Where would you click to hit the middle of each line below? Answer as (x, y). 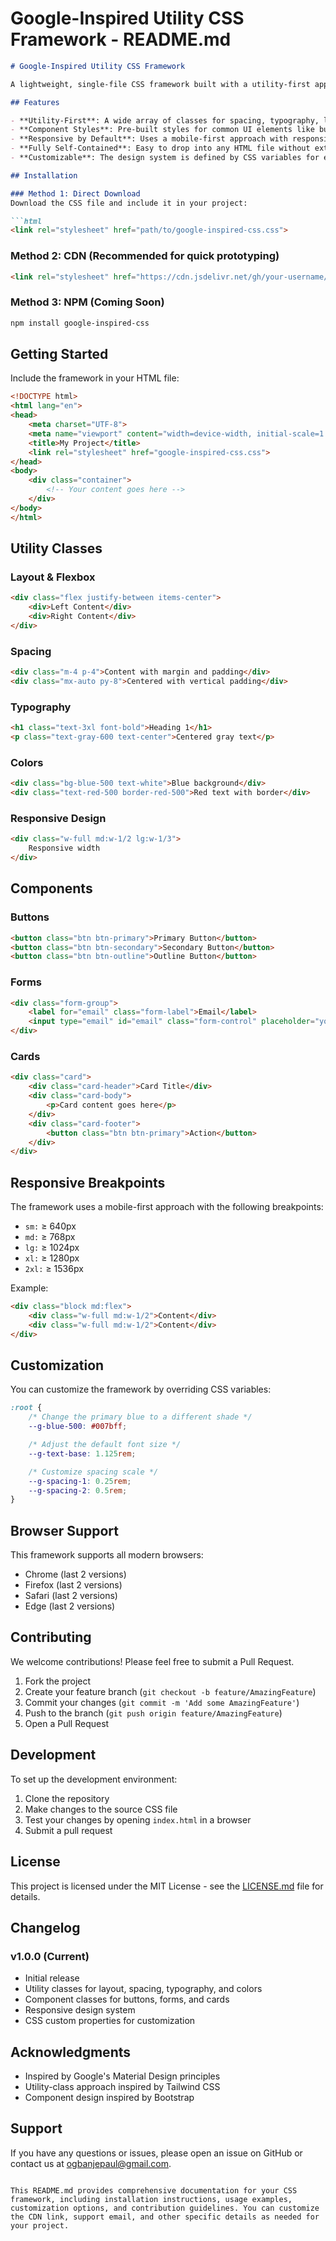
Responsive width (64, 848)
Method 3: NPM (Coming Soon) (87, 302)
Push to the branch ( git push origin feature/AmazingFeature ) (153, 1713)
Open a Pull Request (67, 1723)
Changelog (45, 1927)
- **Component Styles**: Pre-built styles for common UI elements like (162, 130)
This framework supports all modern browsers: (107, 1555)
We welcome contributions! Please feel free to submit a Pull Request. (152, 1661)
